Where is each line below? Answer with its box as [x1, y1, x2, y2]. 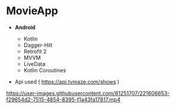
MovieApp [6, 4, 58, 18]
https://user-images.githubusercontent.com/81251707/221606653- [6, 89, 170, 97]
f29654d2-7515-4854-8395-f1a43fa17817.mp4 [6, 96, 121, 103]
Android [14, 24, 36, 31]
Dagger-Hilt [23, 41, 53, 49]
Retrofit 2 [23, 47, 47, 54]
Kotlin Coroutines [23, 66, 67, 73]
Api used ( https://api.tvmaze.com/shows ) [14, 78, 120, 85]
